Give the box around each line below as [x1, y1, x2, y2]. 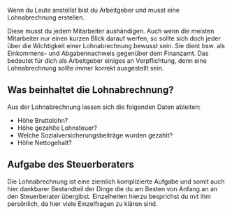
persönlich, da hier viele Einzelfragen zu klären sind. [7, 199, 158, 208]
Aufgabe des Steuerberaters [7, 158, 135, 170]
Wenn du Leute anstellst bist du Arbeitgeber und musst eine [7, 6, 180, 14]
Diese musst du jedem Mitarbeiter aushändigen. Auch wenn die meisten [7, 27, 215, 35]
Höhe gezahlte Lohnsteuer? [17, 124, 98, 132]
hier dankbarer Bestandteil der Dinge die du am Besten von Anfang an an [7, 184, 218, 193]
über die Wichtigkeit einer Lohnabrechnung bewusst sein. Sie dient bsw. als [7, 42, 226, 50]
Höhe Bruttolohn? [17, 116, 68, 124]
